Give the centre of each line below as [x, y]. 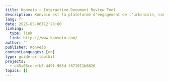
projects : [16, 61]
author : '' [17, 43]
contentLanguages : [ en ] [30, 52]
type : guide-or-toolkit [30, 57]
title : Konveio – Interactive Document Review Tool [60, 10]
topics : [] [17, 71]
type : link [21, 33]
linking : [14, 29]
